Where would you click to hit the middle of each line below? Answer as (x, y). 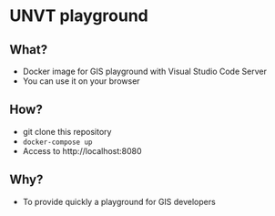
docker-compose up (57, 142)
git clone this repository (67, 131)
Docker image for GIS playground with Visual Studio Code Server (144, 71)
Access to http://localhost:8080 (82, 150)
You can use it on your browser (81, 81)
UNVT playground (79, 16)
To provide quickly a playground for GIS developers (119, 201)
